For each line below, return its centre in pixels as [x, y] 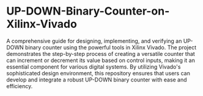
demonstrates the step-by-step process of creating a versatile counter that [101, 53]
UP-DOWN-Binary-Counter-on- [88, 11]
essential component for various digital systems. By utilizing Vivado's [94, 67]
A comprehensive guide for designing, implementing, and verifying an [94, 41]
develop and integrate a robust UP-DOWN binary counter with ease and [97, 80]
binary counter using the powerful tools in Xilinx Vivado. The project [111, 47]
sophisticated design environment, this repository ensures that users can [98, 73]
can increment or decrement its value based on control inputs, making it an [101, 60]
